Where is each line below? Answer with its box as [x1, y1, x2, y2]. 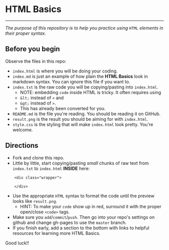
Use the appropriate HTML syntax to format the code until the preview [12, 193, 155, 199]
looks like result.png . [12, 198, 57, 204]
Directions [5, 141, 39, 150]
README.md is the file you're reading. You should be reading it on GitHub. [12, 111, 161, 117]
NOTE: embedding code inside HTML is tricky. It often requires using [20, 89, 161, 95]
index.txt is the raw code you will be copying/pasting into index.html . [12, 84, 158, 90]
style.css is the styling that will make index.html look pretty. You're [12, 121, 153, 127]
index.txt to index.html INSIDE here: [12, 165, 90, 172]
